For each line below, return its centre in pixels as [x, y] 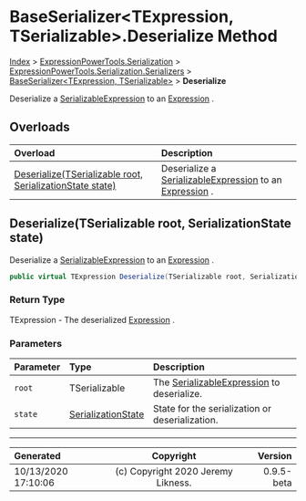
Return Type [37, 300]
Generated [37, 456]
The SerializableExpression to [217, 382]
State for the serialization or [212, 409]
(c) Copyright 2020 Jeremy [174, 472]
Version [275, 456]
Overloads [40, 127]
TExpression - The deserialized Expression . [92, 319]
